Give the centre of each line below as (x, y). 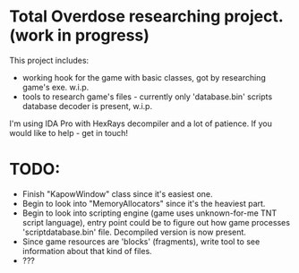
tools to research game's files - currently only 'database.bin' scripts (147, 97)
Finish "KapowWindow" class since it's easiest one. (117, 193)
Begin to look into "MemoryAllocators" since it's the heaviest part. (144, 203)
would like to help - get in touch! (68, 132)
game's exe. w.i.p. (56, 87)
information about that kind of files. (87, 251)
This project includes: (49, 60)
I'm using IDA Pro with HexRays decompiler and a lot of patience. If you (141, 124)
